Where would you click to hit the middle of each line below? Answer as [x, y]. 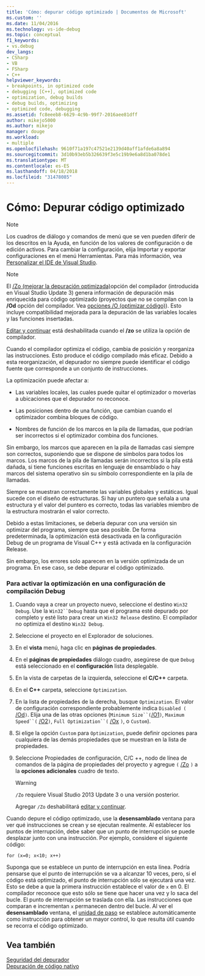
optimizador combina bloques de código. [67, 417]
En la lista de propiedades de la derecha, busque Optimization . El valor [104, 702]
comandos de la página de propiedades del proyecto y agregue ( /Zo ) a [106, 765]
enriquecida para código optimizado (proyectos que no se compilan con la [100, 299]
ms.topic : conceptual [34, 35]
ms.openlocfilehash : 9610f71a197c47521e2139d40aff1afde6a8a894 [88, 149]
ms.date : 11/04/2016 [33, 23]
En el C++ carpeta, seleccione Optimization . [71, 690]
